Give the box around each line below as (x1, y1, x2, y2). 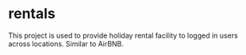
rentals (8, 5, 56, 23)
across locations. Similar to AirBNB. (8, 38, 125, 48)
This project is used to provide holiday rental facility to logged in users (8, 31, 238, 40)
